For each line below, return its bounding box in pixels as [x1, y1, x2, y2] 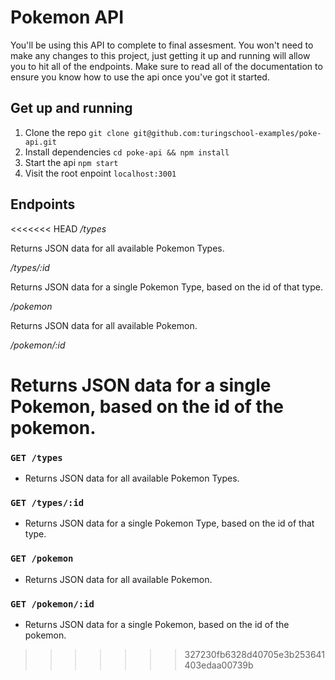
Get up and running [10, 100, 133, 117]
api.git [24, 137, 57, 147]
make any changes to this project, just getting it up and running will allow [10, 49, 311, 61]
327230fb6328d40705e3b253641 [184, 648, 326, 660]
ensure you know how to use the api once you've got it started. [10, 71, 270, 83]
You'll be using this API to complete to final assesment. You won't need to [10, 39, 314, 51]
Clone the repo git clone [24, 126, 130, 138]
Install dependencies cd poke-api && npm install [24, 146, 230, 158]
